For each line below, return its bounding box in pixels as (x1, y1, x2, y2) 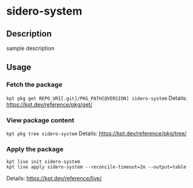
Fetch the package (6, 80, 63, 89)
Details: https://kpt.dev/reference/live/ (6, 175, 102, 182)
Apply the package (6, 145, 64, 153)
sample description (6, 44, 55, 52)
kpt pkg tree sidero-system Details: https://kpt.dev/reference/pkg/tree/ (6, 130, 187, 137)
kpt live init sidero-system (6, 159, 80, 165)
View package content (6, 116, 75, 124)
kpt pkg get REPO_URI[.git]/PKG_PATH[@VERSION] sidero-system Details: (6, 94, 188, 102)
